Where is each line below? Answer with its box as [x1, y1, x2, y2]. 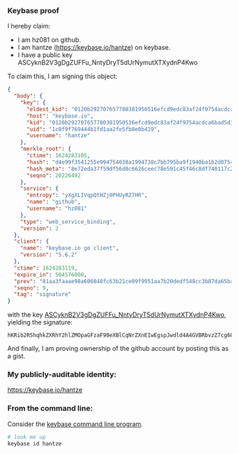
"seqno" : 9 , [14, 284, 50, 292]
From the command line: [7, 403, 93, 413]
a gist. [7, 352, 26, 361]
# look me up [7, 433, 46, 440]
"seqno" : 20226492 [26, 171, 81, 179]
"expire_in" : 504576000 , [14, 271, 87, 278]
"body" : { [14, 93, 43, 100]
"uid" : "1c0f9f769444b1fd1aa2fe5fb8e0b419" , [26, 125, 161, 133]
